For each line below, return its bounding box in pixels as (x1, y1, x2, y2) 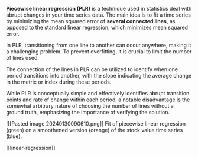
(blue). (6, 133, 22, 140)
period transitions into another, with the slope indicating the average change (6, 72, 192, 79)
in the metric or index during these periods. (6, 78, 112, 85)
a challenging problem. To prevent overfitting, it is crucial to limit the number (6, 48, 192, 55)
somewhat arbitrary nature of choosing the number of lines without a (6, 102, 174, 109)
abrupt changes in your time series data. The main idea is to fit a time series (6, 11, 191, 18)
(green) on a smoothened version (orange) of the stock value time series (6, 127, 183, 133)
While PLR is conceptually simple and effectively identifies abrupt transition (6, 90, 190, 97)
